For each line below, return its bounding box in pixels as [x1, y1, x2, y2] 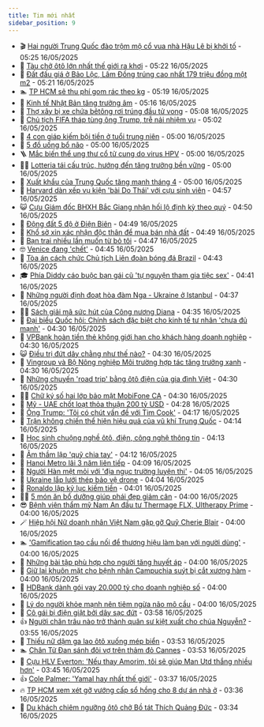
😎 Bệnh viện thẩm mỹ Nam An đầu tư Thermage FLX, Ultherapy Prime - [19, 499, 254, 510]
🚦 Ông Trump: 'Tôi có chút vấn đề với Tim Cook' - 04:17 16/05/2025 [19, 408, 240, 417]
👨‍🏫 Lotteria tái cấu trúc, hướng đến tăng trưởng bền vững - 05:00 [19, 160, 232, 170]
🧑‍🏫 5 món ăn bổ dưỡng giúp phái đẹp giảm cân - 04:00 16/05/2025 [19, 492, 239, 501]
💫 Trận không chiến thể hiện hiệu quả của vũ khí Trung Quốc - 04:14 [19, 416, 242, 425]
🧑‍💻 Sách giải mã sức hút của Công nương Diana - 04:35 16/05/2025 [19, 307, 241, 316]
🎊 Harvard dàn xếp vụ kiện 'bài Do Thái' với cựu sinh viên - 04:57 [19, 185, 232, 194]
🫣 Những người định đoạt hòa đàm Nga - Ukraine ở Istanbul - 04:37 [19, 290, 239, 299]
